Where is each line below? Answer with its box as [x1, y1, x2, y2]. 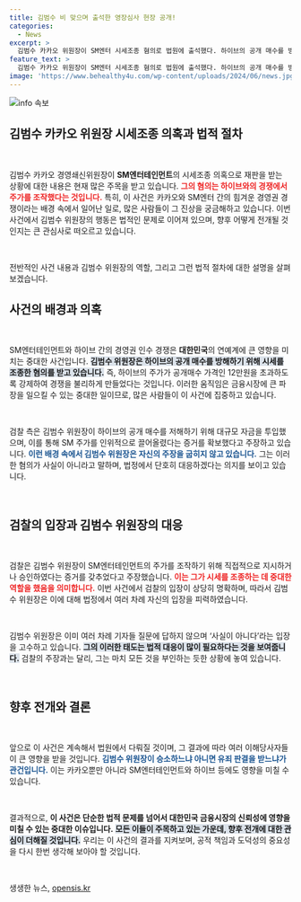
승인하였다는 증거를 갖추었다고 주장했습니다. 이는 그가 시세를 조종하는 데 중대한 [18, 571, 292, 582]
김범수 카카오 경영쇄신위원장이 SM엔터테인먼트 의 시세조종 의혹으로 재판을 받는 [9, 169, 283, 180]
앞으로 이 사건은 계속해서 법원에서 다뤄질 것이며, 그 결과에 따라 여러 [9, 742, 244, 753]
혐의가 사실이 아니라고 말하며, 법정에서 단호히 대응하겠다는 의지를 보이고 [18, 460, 271, 471]
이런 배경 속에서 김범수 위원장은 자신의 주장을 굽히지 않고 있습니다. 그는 [28, 448, 274, 459]
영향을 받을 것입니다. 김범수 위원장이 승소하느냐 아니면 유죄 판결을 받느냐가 [28, 754, 287, 764]
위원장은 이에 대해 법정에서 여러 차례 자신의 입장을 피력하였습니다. [18, 594, 248, 605]
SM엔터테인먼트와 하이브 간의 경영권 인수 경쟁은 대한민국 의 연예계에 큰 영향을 [9, 345, 280, 356]
